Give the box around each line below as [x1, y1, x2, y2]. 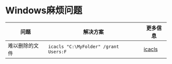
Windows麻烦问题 [5, 5, 82, 16]
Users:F [48, 49, 67, 54]
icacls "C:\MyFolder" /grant [48, 44, 119, 49]
